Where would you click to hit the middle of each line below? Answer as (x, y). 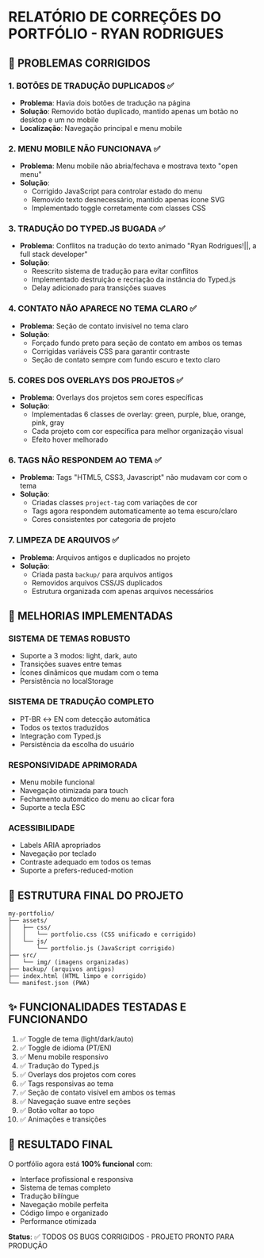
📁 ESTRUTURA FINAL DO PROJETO (96, 895)
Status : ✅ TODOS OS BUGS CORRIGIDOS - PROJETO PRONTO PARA (121, 1237)
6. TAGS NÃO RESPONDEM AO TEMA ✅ (85, 460)
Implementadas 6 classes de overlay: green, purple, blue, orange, (139, 414)
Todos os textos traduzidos (64, 727)
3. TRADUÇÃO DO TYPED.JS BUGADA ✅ (87, 228)
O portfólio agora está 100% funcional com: (80, 1164)
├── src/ (23, 956)
